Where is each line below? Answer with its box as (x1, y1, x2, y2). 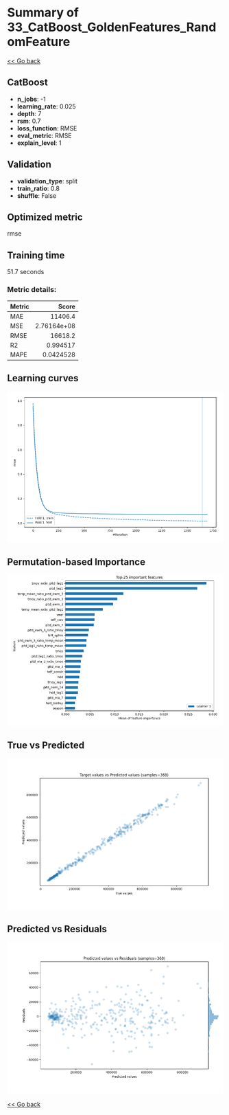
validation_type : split (16, 177, 77, 185)
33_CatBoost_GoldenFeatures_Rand (7, 19, 217, 35)
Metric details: (7, 285, 57, 295)
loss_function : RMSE (16, 124, 77, 132)
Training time (7, 249, 65, 261)
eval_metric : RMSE (16, 131, 72, 139)
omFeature (7, 34, 71, 49)
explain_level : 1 (16, 139, 62, 147)
